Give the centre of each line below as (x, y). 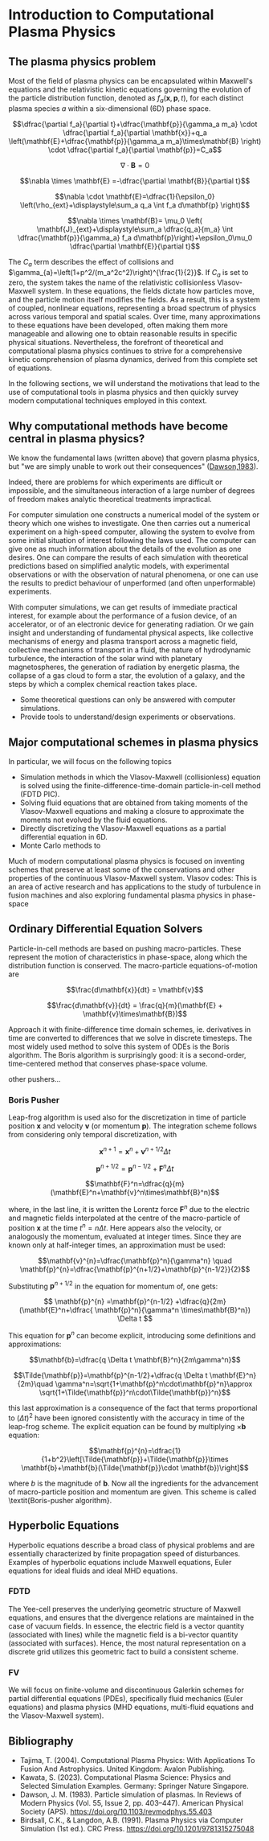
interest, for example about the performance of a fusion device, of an (123, 616)
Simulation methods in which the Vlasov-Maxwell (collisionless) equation (140, 777)
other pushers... (35, 1079)
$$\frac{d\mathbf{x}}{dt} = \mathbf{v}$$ (135, 989)
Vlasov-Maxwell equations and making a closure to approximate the (132, 812)
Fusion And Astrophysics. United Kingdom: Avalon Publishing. (122, 1769)
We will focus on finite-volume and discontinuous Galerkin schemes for (126, 1690)
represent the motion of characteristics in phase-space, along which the (128, 957)
